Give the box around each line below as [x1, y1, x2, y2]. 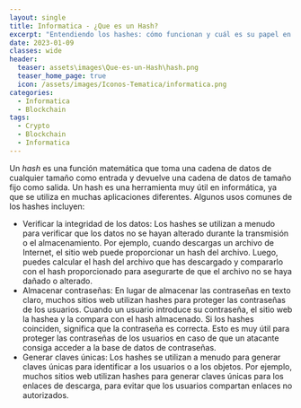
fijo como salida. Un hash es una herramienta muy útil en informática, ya [9, 181, 277, 193]
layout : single [9, 13, 66, 22]
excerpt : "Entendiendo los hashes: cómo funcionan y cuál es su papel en [9, 30, 292, 39]
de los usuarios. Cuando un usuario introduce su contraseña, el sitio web [22, 304, 293, 315]
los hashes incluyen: [9, 201, 85, 212]
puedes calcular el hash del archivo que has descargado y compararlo [22, 256, 284, 267]
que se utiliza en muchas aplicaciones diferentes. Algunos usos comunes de [9, 191, 293, 202]
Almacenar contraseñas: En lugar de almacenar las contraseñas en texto [22, 284, 291, 296]
